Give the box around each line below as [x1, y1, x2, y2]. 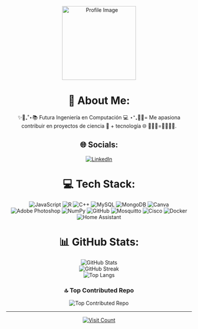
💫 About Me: [68, 94, 130, 108]
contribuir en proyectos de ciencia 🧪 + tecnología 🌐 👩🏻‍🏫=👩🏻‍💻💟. [21, 122, 177, 129]
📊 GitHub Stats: [58, 235, 140, 249]
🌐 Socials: [80, 140, 118, 150]
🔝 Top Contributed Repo [64, 286, 134, 294]
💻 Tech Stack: [62, 177, 136, 191]
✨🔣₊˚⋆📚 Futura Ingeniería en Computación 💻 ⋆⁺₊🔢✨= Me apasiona [17, 113, 181, 120]
